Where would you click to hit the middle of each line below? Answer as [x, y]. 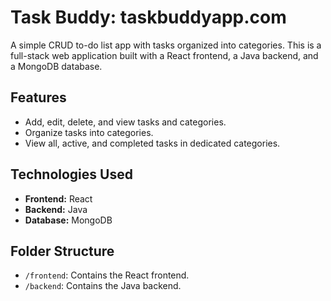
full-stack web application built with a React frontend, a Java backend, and [164, 55]
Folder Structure [62, 251]
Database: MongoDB [68, 220]
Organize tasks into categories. [89, 132]
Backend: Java [56, 209]
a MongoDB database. [56, 66]
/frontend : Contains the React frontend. [107, 275]
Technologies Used [71, 174]
